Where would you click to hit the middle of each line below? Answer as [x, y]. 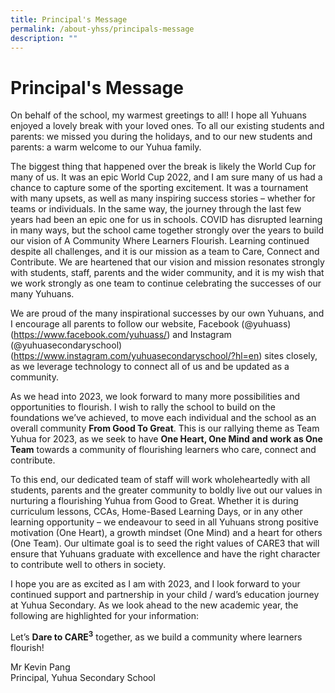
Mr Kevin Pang [40, 667]
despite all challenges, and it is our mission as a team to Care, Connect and [165, 252]
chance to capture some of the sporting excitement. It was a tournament [159, 188]
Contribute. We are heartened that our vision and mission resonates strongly [167, 262]
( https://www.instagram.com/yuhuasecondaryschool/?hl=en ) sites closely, [164, 356]
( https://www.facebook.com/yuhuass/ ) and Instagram [121, 335]
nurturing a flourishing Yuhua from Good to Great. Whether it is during [154, 501]
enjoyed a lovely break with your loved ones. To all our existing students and [167, 126]
